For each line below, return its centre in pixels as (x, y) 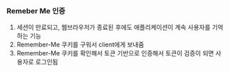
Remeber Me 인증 (36, 10)
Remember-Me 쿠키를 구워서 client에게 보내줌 (80, 45)
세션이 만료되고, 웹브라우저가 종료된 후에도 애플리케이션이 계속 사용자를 (113, 27)
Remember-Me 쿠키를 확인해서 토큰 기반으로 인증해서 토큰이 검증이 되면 (115, 53)
